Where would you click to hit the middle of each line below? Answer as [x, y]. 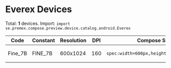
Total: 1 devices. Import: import [38, 23]
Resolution [73, 40]
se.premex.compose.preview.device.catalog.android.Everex [68, 28]
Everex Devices [39, 9]
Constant [44, 40]
